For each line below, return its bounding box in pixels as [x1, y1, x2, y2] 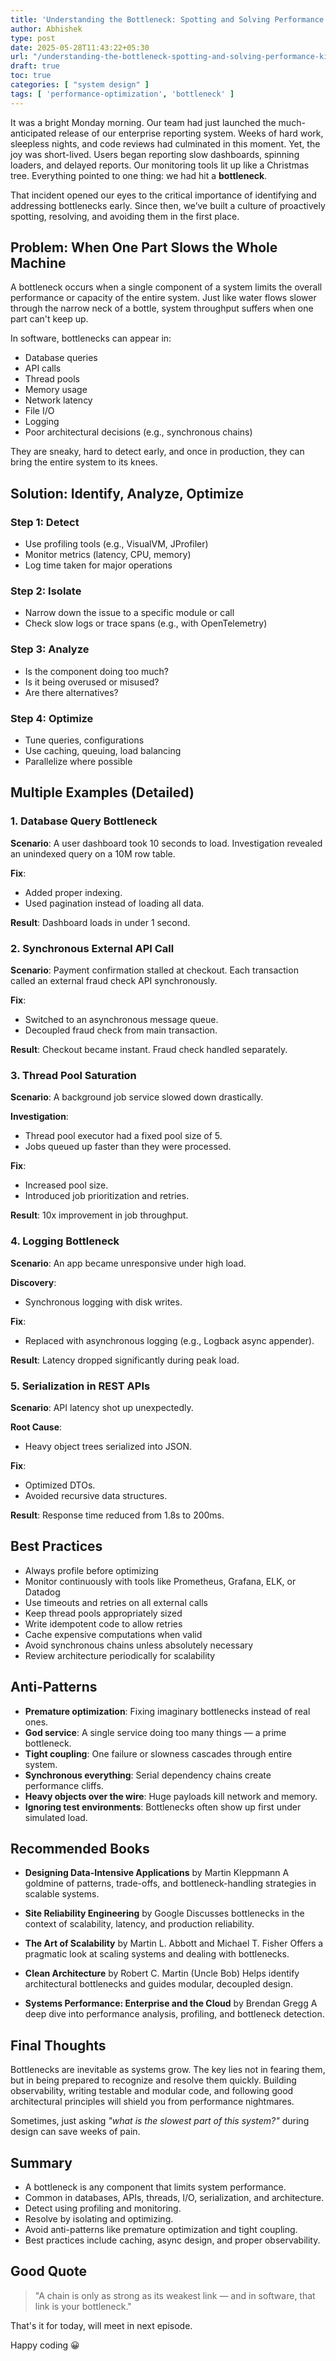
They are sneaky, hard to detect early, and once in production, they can [10, 446, 305, 458]
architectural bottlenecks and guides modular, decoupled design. [24, 1978, 293, 1990]
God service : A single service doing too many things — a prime [24, 1726, 287, 1738]
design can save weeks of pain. [10, 2126, 141, 2138]
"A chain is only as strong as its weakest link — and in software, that [34, 2289, 316, 2301]
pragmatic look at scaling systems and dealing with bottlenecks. [24, 1948, 290, 1960]
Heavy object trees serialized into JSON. [24, 1440, 193, 1452]
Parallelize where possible [24, 756, 133, 768]
